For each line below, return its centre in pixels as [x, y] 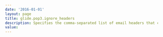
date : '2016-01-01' [25, 9]
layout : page [18, 14]
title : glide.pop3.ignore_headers [40, 18]
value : [12, 27]
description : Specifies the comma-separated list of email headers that [80, 23]
